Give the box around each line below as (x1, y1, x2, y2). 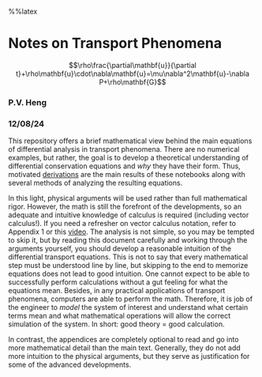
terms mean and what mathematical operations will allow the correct (8, 311, 231, 321)
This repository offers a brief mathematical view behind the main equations (8, 136, 253, 145)
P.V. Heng (8, 96, 47, 107)
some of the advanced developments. (8, 360, 132, 370)
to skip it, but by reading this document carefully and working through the (8, 236, 248, 245)
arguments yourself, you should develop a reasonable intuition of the (8, 244, 232, 254)
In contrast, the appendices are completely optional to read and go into (8, 335, 239, 345)
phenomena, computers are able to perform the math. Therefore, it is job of (8, 294, 253, 303)
